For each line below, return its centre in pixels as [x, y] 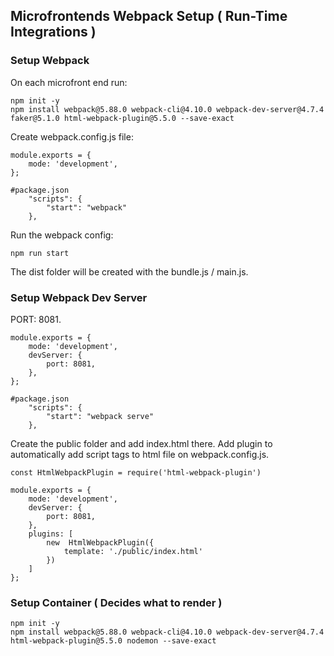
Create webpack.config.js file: [72, 136]
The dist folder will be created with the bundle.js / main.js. [129, 271]
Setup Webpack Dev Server [79, 297]
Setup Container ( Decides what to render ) [116, 602]
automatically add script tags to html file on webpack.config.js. [140, 454]
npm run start [40, 253]
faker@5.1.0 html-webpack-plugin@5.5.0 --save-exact [122, 118]
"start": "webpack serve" [100, 416]
